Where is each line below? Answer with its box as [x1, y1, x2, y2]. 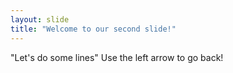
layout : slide [10, 14, 70, 25]
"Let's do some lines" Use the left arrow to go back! [10, 51, 224, 63]
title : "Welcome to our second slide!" [10, 24, 177, 34]
